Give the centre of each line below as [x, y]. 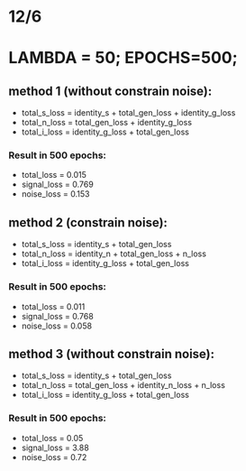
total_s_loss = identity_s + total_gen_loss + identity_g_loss [128, 113]
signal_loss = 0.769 [57, 185]
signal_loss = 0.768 [57, 316]
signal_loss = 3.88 [55, 448]
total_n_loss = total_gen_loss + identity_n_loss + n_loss [123, 385]
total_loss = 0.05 [52, 438]
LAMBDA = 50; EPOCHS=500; [123, 58]
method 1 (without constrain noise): [110, 91]
